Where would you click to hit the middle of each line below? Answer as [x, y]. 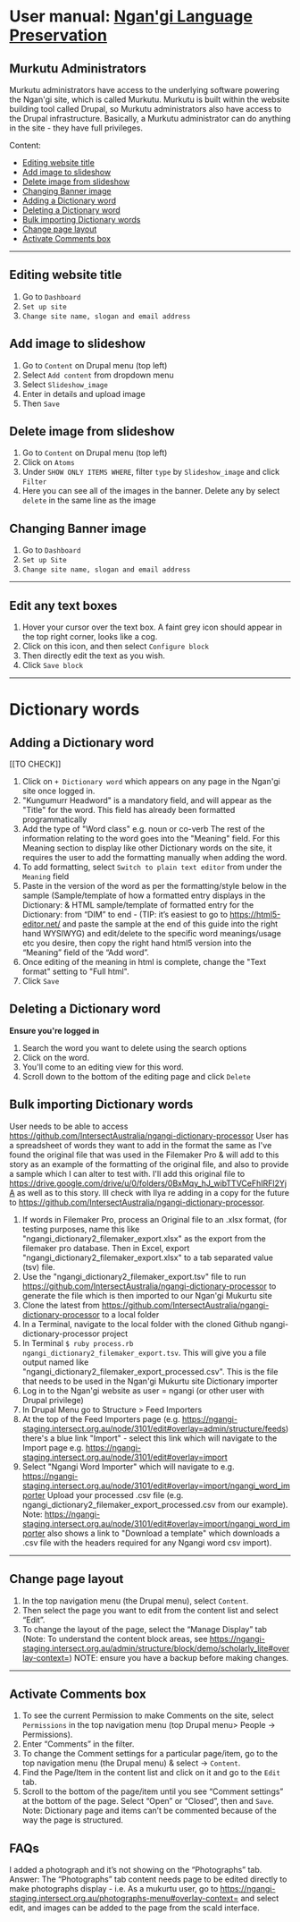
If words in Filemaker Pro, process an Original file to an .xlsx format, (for [154, 1219]
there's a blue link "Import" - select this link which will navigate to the [150, 1438]
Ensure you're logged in [54, 1030]
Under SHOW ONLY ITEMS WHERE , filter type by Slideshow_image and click [150, 472]
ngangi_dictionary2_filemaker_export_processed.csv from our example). [155, 1504]
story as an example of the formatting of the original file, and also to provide [149, 1164]
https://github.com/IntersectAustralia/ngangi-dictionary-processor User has [149, 1135]
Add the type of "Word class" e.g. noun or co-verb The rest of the [143, 829]
